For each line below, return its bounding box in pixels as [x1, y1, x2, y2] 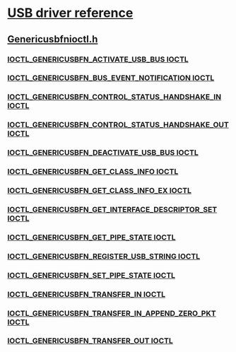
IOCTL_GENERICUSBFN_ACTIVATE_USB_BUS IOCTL [7, 54, 189, 64]
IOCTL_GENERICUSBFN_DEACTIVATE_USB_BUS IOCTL [7, 148, 199, 158]
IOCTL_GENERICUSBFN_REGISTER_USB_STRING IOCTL [7, 251, 201, 261]
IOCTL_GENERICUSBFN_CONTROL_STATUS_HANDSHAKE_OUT [7, 120, 230, 130]
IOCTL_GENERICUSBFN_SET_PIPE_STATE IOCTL [7, 270, 175, 280]
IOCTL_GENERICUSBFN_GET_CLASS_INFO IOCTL [7, 167, 179, 177]
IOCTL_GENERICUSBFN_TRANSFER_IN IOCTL [7, 289, 166, 299]
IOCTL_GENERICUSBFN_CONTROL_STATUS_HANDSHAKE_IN [7, 92, 221, 102]
